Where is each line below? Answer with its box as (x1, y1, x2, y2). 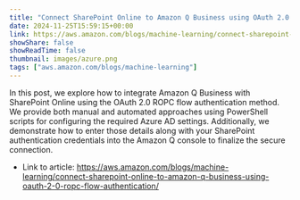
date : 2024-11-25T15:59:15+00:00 (9, 21, 134, 30)
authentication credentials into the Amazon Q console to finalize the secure (9, 135, 286, 146)
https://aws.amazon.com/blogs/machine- (76, 162, 229, 172)
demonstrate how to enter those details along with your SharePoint (9, 125, 255, 136)
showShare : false (9, 37, 74, 47)
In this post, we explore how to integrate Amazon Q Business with (9, 87, 251, 98)
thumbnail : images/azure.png (9, 54, 118, 63)
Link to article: (21, 162, 75, 172)
